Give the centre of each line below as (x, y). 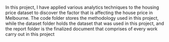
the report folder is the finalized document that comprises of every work (81, 29)
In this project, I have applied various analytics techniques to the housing (82, 7)
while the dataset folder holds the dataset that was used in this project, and (85, 23)
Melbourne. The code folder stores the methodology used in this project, (82, 18)
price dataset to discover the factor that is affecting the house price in (79, 13)
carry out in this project (30, 34)
